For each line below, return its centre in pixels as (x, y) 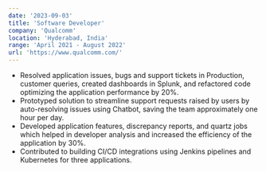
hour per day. (42, 117)
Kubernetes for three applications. (76, 160)
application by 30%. (53, 143)
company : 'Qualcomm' (43, 30)
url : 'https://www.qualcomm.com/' (66, 53)
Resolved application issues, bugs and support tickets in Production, (132, 75)
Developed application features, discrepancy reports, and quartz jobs (134, 126)
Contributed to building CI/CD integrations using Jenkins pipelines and (135, 151)
